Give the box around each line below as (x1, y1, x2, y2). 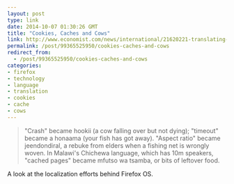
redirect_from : (7, 49, 52, 56)
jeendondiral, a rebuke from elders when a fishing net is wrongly (24, 141, 210, 150)
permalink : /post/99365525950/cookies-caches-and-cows (7, 43, 170, 49)
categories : (7, 62, 42, 69)
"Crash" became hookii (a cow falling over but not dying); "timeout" (24, 126, 219, 135)
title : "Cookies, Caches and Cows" (7, 29, 111, 37)
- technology (7, 75, 45, 82)
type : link (7, 17, 39, 24)
